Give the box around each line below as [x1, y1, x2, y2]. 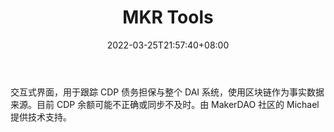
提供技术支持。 [10, 111, 72, 123]
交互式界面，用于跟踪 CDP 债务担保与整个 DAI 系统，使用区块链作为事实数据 [10, 86, 325, 98]
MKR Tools [122, 6, 214, 29]
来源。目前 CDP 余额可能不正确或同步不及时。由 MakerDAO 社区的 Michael [10, 98, 320, 110]
